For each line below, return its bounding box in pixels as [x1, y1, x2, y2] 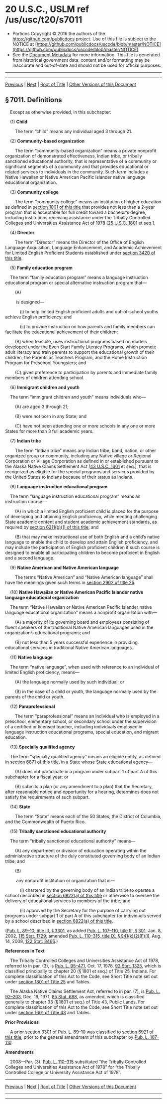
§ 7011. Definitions [5, 96, 62, 104]
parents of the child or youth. [5, 693, 65, 699]
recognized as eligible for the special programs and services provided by [5, 468, 155, 474]
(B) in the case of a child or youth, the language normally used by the [14, 689, 157, 694]
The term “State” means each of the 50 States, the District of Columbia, [14, 813, 162, 819]
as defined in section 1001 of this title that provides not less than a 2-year [5, 204, 155, 210]
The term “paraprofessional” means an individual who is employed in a [14, 713, 160, 719]
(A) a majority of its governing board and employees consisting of [14, 619, 150, 625]
